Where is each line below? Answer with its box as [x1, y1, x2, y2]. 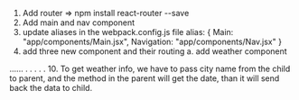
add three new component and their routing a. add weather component [22, 46, 287, 57]
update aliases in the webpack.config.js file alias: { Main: [22, 27, 234, 37]
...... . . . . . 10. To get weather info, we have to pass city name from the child [9, 63, 291, 74]
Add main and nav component [22, 17, 135, 28]
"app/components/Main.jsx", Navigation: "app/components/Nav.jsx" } [22, 36, 283, 47]
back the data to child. [9, 83, 93, 93]
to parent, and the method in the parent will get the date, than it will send [9, 73, 280, 84]
